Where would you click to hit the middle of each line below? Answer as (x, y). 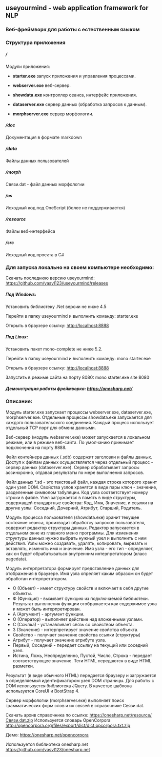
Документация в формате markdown (44, 137)
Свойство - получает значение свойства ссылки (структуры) (76, 634)
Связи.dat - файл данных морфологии (45, 184)
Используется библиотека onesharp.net (47, 744)
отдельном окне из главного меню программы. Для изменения (72, 533)
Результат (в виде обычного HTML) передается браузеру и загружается (81, 675)
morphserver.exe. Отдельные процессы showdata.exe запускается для (79, 417)
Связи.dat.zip (19, 720)
